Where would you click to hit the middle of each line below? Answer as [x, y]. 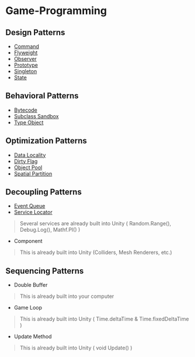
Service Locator [33, 212]
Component [28, 241]
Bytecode [25, 110]
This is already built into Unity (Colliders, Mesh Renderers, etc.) [96, 252]
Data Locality [30, 155]
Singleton [25, 71]
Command [26, 46]
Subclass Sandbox [36, 116]
